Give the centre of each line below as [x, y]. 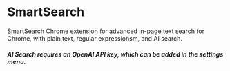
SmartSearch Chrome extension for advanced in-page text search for [106, 31]
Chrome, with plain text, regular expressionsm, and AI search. [95, 38]
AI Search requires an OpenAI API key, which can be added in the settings [115, 54]
